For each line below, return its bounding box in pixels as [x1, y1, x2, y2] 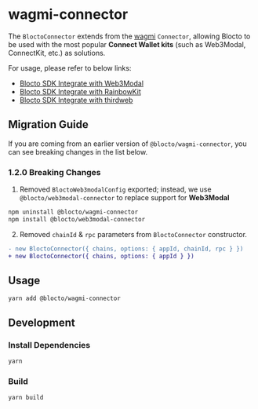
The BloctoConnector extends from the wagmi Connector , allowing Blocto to [8, 31, 251, 41]
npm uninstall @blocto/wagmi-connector [8, 208, 139, 217]
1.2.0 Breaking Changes [8, 166, 101, 177]
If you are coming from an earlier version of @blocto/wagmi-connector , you [8, 139, 247, 148]
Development [8, 316, 76, 329]
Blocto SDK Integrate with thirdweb [19, 95, 133, 104]
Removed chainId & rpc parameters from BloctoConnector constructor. [19, 229, 247, 239]
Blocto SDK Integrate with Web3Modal [19, 79, 144, 88]
